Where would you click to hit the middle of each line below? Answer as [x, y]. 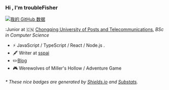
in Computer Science [27, 35]
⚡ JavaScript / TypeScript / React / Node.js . [59, 45]
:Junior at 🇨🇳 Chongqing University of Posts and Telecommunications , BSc [84, 29]
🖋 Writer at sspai [31, 53]
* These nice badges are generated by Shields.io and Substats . [72, 82]
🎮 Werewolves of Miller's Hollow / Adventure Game [67, 68]
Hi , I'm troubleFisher [32, 8]
